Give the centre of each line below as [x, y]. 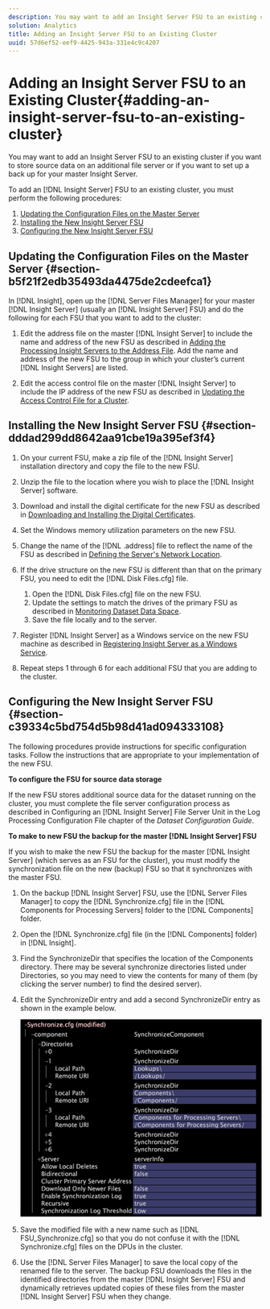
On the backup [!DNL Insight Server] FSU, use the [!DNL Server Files [133, 893]
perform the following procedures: [65, 198]
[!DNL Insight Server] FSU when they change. [95, 1296]
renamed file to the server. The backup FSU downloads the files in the [136, 1270]
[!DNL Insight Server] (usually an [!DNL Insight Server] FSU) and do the [126, 309]
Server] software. [49, 490]
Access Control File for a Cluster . [75, 400]
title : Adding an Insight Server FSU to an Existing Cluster [113, 34]
